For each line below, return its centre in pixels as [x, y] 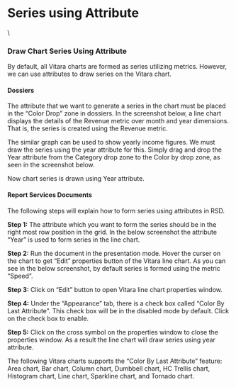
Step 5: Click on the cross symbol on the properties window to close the [113, 332]
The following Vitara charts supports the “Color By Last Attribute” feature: [115, 361]
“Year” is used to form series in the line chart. [74, 240]
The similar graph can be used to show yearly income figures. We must [111, 142]
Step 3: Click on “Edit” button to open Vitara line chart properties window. [115, 289]
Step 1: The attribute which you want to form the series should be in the [112, 224]
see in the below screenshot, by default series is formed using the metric [114, 268]
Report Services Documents [50, 195]
